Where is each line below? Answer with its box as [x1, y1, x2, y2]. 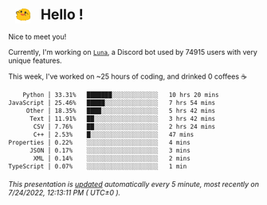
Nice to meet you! [8, 32, 67, 41]
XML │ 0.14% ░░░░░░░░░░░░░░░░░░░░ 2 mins [33, 155, 191, 163]
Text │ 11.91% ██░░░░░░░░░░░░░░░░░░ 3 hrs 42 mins [29, 115, 216, 123]
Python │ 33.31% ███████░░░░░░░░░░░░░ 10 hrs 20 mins [22, 91, 219, 99]
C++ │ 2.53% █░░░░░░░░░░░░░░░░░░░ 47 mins [33, 131, 194, 139]
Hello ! [40, 6, 84, 24]
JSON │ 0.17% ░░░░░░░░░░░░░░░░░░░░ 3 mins [29, 147, 191, 155]
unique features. [8, 56, 62, 65]
